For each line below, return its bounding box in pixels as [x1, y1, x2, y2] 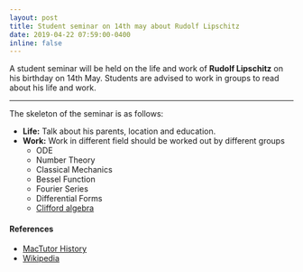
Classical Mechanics [35, 164, 113, 175]
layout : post [9, 13, 59, 23]
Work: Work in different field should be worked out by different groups [22, 136, 286, 146]
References [9, 223, 54, 234]
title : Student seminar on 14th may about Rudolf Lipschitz [9, 22, 241, 31]
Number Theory [35, 155, 96, 165]
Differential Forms [35, 193, 103, 204]
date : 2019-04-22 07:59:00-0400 [9, 30, 131, 39]
